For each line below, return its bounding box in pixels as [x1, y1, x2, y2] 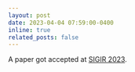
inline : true [8, 26, 51, 34]
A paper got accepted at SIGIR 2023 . [8, 55, 127, 64]
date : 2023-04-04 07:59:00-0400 [8, 19, 114, 27]
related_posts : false [8, 33, 79, 41]
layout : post [8, 11, 51, 20]
